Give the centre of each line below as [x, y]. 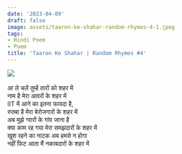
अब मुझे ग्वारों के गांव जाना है [38, 119]
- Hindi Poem [26, 40]
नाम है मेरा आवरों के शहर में [37, 95]
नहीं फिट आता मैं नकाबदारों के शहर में [48, 143]
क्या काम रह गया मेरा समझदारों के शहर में [52, 127]
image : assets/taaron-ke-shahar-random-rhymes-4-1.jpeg [91, 27]
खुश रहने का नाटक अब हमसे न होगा [47, 136]
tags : [15, 34]
